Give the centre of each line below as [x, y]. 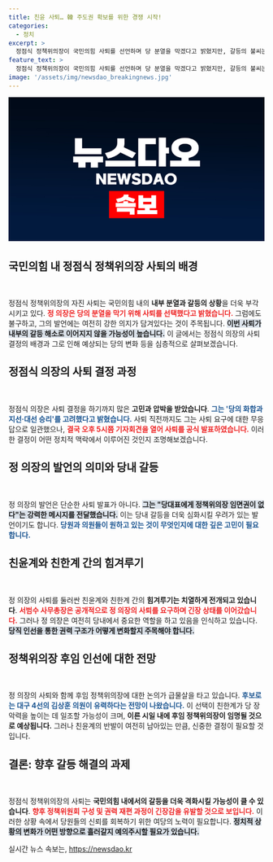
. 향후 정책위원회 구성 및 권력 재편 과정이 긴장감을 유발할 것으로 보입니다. [141, 812]
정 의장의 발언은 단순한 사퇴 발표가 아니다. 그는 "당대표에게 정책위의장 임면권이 [132, 504]
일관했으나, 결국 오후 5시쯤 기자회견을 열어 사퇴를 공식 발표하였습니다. [139, 429]
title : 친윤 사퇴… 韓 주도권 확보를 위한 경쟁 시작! [85, 17]
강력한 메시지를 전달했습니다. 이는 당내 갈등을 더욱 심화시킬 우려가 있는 [139, 514]
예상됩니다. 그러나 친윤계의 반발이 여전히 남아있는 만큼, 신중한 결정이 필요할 [136, 726]
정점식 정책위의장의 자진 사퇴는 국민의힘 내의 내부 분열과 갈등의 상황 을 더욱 [126, 303]
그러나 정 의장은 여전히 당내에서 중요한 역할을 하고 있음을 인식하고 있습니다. [138, 620]
